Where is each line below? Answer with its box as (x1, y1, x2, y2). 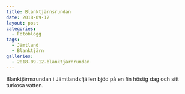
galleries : (6, 53, 34, 59)
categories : (6, 25, 36, 32)
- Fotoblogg (11, 31, 42, 37)
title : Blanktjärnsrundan (6, 8, 71, 15)
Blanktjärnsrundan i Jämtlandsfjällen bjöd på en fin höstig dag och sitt (6, 75, 179, 83)
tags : (6, 37, 20, 43)
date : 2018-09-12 (6, 14, 50, 20)
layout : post (6, 20, 39, 26)
